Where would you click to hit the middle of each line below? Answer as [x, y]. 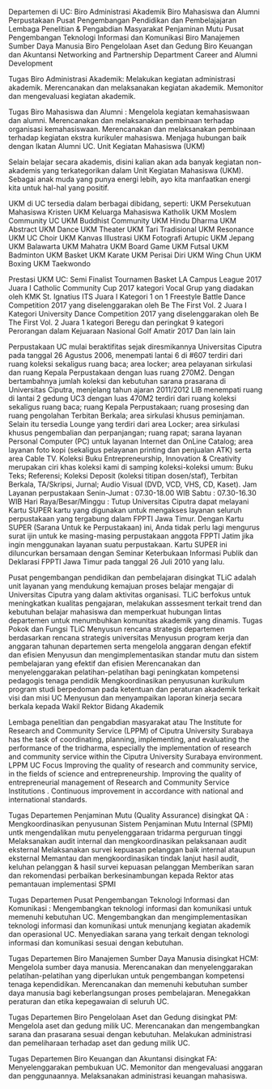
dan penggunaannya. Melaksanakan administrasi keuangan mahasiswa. [128, 1076]
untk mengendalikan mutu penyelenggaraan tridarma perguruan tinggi [125, 832]
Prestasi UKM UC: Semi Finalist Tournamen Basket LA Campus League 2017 [135, 279]
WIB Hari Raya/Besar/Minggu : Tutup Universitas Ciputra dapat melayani [129, 502]
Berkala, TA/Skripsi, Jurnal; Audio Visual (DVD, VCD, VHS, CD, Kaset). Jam [133, 484]
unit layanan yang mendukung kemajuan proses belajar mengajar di [121, 586]
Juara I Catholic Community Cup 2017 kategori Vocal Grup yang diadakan [131, 288]
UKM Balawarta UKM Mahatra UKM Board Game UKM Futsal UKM [119, 247]
